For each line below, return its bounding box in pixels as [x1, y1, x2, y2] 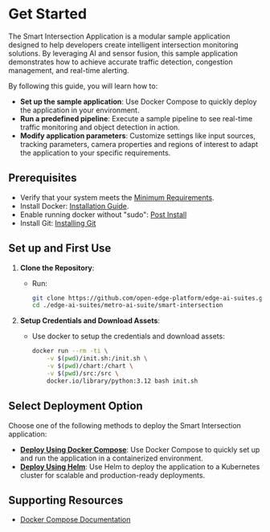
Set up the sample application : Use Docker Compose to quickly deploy [19, 96, 257, 106]
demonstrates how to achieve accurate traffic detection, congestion [8, 57, 233, 67]
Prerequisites [8, 171, 77, 185]
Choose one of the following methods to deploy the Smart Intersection [8, 420, 241, 430]
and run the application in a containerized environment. [19, 453, 203, 463]
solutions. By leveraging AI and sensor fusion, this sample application [8, 48, 239, 58]
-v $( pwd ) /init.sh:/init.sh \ [47, 354, 148, 362]
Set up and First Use [8, 242, 112, 256]
